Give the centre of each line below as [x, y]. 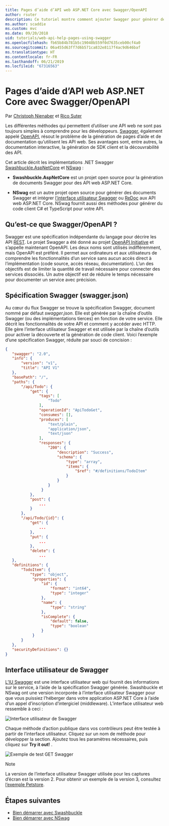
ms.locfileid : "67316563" [32, 66]
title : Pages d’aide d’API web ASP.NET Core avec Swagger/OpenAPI [76, 10]
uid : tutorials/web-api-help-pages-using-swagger [58, 38]
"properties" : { [49, 579]
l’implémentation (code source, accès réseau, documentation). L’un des [79, 264]
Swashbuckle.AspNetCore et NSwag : [45, 168]
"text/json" [60, 434]
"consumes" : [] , [56, 415]
